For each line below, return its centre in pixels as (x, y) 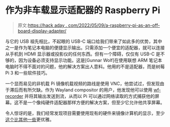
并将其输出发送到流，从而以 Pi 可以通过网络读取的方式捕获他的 (90, 96)
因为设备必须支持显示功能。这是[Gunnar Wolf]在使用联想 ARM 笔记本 (90, 60)
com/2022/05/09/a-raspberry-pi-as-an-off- (114, 25)
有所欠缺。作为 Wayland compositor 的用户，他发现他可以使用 (88, 90)
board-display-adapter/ (42, 31)
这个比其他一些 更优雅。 (30, 119)
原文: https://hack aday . (42, 25)
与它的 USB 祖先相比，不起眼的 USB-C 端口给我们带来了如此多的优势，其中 (84, 41)
